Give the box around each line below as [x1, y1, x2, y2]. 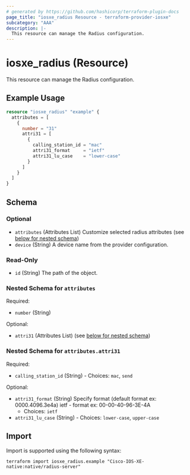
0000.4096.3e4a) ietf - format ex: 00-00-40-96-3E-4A [14, 401, 151, 408]
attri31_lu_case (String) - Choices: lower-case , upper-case [14, 414, 159, 421]
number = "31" [21, 125, 58, 131]
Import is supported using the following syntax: [6, 446, 122, 454]
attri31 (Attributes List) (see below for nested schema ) [14, 332, 151, 339]
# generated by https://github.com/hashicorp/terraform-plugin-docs [6, 8, 179, 15]
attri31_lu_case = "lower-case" [32, 153, 121, 159]
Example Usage [6, 93, 65, 103]
